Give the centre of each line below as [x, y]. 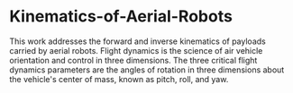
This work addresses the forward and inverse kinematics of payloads [137, 41]
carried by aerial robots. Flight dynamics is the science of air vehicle [136, 50]
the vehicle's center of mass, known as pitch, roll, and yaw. [119, 79]
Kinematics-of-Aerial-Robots [121, 17]
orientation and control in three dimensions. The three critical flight [133, 60]
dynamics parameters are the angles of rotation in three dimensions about [147, 70]
